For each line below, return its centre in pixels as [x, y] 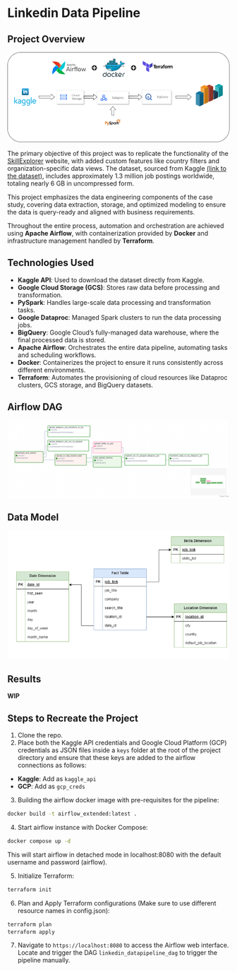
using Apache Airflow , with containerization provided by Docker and [108, 233]
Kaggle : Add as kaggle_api [57, 779]
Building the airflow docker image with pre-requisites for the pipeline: [118, 800]
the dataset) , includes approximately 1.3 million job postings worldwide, [111, 176]
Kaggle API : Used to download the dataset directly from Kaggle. [111, 279]
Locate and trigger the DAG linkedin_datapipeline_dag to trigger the [117, 953]
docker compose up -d [39, 841]
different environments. [51, 370]
